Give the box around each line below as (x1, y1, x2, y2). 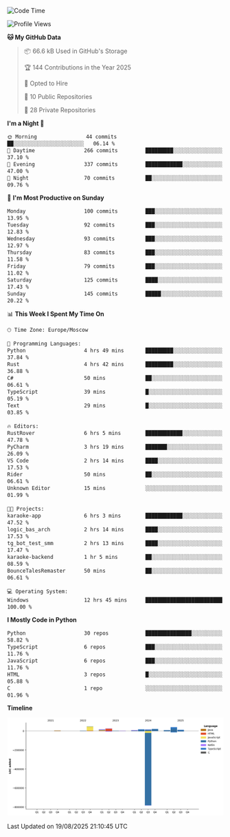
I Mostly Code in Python (7, 616, 77, 624)
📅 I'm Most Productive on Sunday (7, 193, 104, 202)
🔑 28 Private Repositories (23, 106, 96, 114)
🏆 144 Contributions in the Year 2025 (23, 63, 132, 72)
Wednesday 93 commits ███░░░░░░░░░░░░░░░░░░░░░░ (7, 235, 223, 242)
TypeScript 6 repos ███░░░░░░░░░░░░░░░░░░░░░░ (7, 644, 223, 650)
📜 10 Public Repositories (23, 93, 93, 100)
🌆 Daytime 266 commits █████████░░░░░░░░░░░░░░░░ (7, 147, 223, 154)
